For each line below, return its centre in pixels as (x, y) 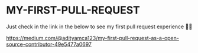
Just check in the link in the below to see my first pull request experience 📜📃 (99, 26)
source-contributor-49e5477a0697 (49, 44)
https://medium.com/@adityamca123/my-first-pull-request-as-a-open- (92, 38)
